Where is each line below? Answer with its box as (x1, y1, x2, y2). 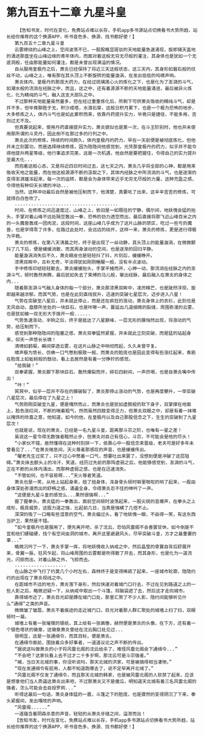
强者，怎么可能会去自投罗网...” (6, 684, 77, 691)
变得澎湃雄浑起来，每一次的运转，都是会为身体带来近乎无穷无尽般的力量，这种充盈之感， (6, 176, 197, 182)
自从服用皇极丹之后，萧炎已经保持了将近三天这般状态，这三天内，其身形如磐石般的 (14, 66, 192, 72)
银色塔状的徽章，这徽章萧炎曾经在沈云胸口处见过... (10, 627, 124, 633)
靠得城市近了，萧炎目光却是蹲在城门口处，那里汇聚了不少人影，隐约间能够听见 (14, 594, 183, 600)
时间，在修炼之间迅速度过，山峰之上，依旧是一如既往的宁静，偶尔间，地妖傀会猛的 (14, 207, 192, 213)
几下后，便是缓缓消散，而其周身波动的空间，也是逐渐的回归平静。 (15, 246, 157, 252)
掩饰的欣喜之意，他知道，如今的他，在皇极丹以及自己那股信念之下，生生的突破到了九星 (10, 414, 197, 420)
